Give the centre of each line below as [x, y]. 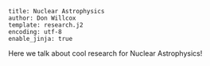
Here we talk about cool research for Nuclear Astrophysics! [105, 53]
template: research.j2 [46, 25]
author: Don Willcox [43, 18]
